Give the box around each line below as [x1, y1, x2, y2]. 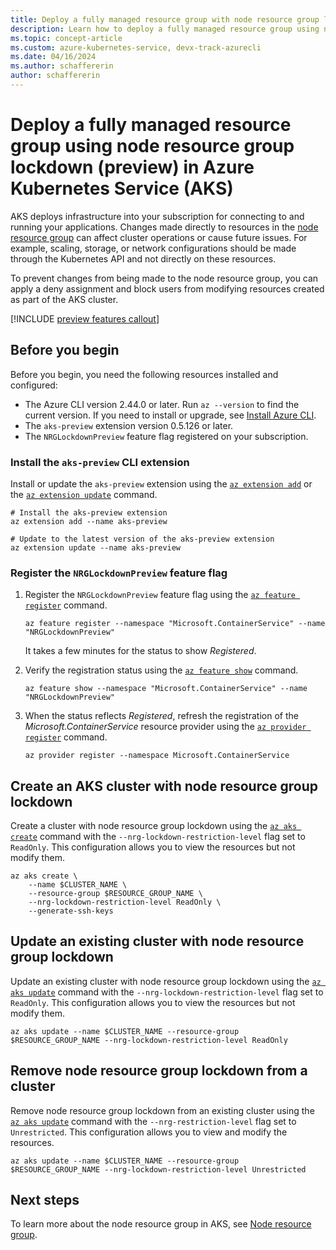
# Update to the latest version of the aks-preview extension [10, 534, 275, 544]
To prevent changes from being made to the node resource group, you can [10, 272, 319, 284]
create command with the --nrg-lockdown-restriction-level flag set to [10, 831, 306, 843]
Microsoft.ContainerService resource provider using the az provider [24, 721, 307, 733]
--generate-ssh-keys [28, 906, 114, 916]
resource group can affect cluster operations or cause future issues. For [10, 231, 308, 243]
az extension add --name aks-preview [10, 516, 168, 526]
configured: [10, 379, 58, 391]
